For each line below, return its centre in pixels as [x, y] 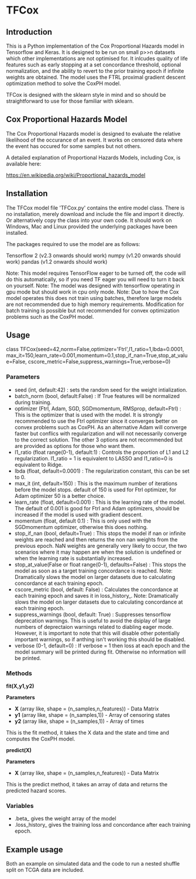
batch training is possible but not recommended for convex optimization [93, 310]
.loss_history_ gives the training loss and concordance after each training [102, 825]
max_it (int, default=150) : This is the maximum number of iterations [96, 483]
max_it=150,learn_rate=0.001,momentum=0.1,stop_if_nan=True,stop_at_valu [97, 355]
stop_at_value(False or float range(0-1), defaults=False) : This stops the [100, 564]
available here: [24, 164]
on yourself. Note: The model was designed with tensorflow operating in [93, 285]
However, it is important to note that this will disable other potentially [97, 633]
